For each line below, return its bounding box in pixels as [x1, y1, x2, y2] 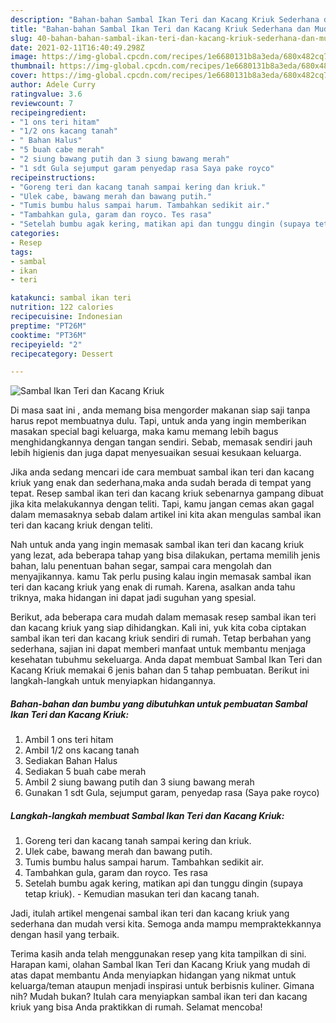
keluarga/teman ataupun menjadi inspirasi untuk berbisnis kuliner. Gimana [10, 980, 315, 992]
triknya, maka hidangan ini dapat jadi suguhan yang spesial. [10, 592, 257, 604]
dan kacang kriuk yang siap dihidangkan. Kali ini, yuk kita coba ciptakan [10, 622, 307, 634]
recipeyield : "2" [10, 339, 83, 350]
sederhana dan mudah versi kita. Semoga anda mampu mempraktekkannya [10, 918, 322, 930]
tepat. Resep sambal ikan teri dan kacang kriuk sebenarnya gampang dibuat [10, 487, 324, 500]
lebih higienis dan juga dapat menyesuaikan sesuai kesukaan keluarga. [10, 447, 302, 459]
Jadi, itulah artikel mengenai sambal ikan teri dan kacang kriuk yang [10, 907, 290, 920]
